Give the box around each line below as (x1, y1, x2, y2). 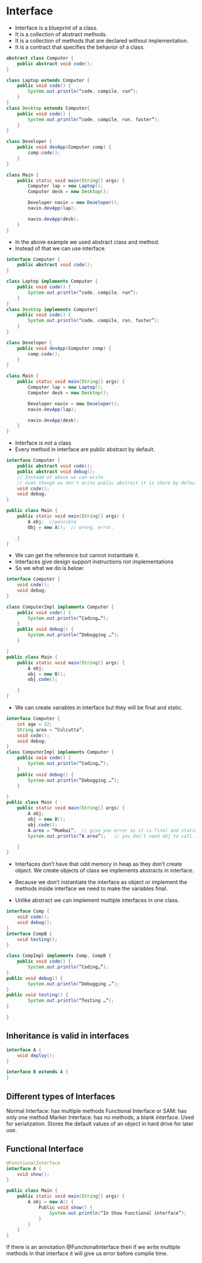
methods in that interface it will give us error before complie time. (6, 1250, 168, 1257)
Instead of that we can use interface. (14, 244, 106, 252)
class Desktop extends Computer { (6, 105, 90, 111)
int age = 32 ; (17, 721, 52, 727)
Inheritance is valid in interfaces (6, 1031, 129, 1041)
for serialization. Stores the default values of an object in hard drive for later (6, 1120, 194, 1127)
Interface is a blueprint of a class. (14, 24, 98, 31)
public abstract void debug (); (17, 469, 96, 475)
